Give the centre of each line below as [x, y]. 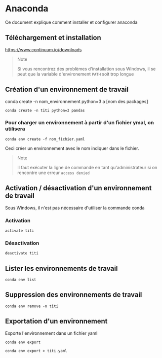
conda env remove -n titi [32, 306]
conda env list [21, 280]
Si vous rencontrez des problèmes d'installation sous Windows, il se [86, 69]
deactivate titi [22, 253]
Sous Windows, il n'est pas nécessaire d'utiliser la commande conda [75, 208]
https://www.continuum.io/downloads [43, 49]
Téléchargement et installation [53, 38]
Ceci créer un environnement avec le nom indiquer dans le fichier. [72, 148]
